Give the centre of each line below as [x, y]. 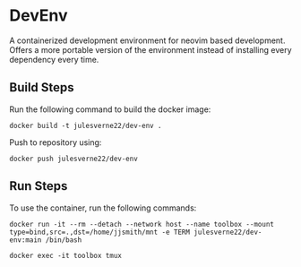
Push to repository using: [56, 142]
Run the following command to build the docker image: [110, 109]
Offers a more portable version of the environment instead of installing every [150, 49]
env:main [26, 240]
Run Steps [39, 186]
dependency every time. [54, 59]
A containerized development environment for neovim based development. [147, 40]
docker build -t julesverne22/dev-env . [86, 125]
